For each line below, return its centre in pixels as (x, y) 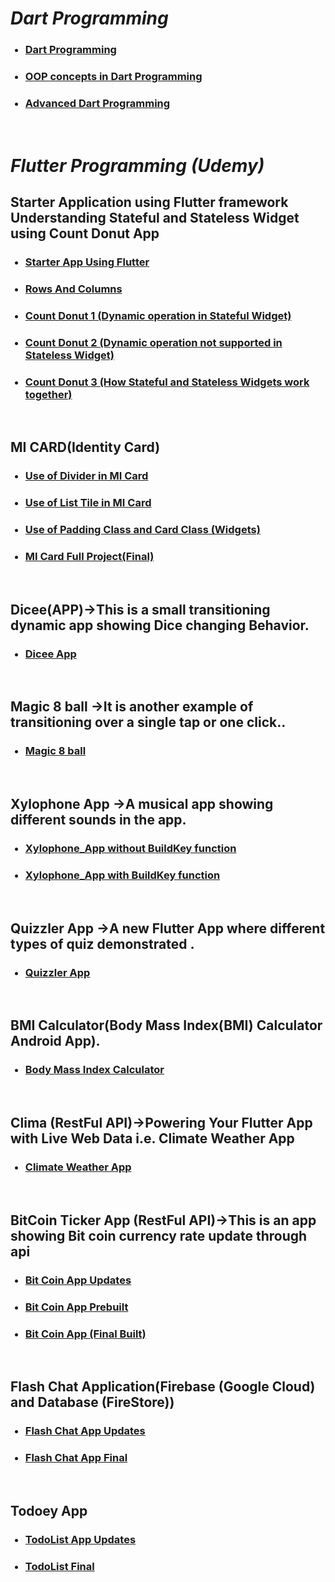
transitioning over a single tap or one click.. (148, 722)
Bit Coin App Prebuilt (76, 1307)
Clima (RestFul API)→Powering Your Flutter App (161, 1123)
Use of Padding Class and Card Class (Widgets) (142, 530)
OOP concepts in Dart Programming (113, 77)
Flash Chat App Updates (85, 1431)
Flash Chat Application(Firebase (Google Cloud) (163, 1387)
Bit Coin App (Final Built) (85, 1334)
